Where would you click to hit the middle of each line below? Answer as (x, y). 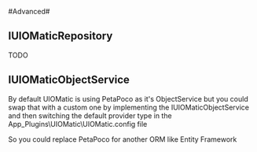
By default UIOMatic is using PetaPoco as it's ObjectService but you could (128, 98)
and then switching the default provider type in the (90, 115)
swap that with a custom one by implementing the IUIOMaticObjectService (129, 107)
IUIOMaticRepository (61, 36)
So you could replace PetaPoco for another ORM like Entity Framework (123, 139)
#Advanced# (29, 11)
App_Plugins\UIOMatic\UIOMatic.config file (78, 124)
